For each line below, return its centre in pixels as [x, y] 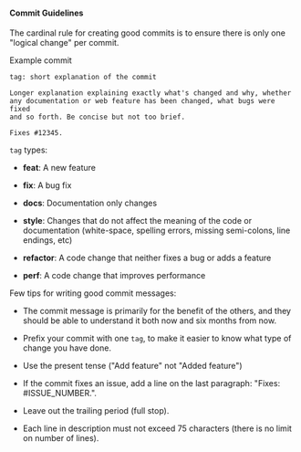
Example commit [41, 60]
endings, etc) [47, 240]
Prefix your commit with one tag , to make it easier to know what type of [157, 339]
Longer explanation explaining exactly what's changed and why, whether [150, 93]
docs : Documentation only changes [90, 203]
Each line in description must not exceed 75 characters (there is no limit [157, 428]
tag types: [29, 150]
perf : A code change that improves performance [114, 276]
